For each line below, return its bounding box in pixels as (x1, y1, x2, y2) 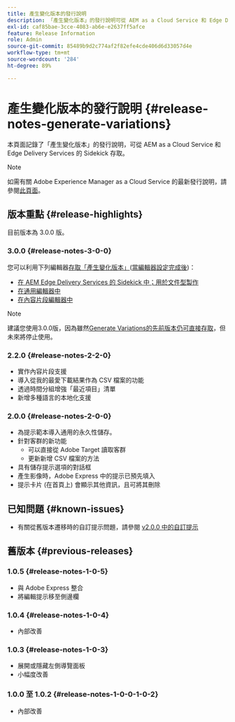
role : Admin (7, 36, 42, 43)
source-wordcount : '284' (7, 56, 80, 63)
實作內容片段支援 (17, 367, 67, 375)
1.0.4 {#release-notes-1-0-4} (7, 610, 110, 620)
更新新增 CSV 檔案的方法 (27, 454, 100, 462)
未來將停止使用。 (7, 332, 57, 341)
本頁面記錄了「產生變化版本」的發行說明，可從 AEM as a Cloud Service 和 (7, 140, 222, 148)
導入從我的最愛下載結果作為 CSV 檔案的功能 (17, 376, 145, 384)
